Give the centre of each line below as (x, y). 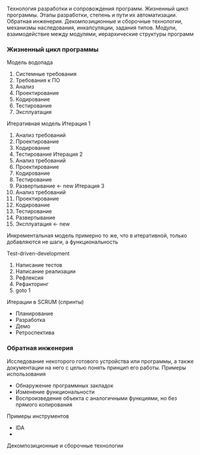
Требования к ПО (38, 81)
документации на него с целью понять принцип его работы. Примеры (97, 367)
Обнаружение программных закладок (64, 385)
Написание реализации (45, 272)
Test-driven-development (38, 254)
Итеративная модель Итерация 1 (49, 124)
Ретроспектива (35, 333)
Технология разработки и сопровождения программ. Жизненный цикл (98, 9)
